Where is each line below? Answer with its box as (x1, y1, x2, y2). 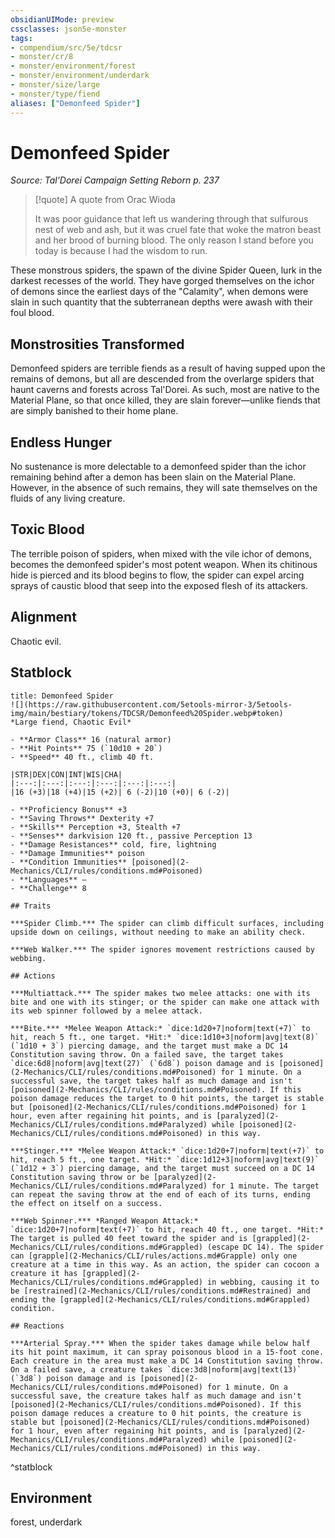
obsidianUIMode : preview (10, 14, 114, 25)
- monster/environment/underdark (10, 71, 150, 81)
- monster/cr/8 (10, 52, 74, 62)
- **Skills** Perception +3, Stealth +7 (10, 822, 182, 832)
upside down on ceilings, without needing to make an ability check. (10, 927, 307, 937)
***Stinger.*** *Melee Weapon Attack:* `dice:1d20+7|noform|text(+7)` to (10, 1146, 325, 1156)
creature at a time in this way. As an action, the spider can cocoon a (10, 1259, 320, 1270)
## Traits (10, 901, 52, 911)
